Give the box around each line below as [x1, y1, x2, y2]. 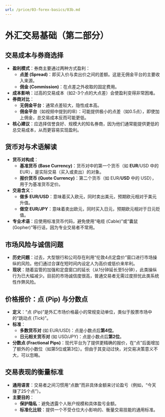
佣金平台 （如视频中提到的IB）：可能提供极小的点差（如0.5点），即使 [19, 108, 156, 114]
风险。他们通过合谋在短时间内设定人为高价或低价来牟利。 [21, 261, 138, 266]
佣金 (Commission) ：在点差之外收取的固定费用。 [19, 83, 120, 89]
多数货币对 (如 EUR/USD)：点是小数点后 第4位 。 [19, 328, 117, 334]
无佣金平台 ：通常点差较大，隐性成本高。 [19, 102, 102, 108]
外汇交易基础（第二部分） [5, 30, 109, 41]
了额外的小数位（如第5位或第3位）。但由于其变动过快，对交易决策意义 [12, 346, 154, 352]
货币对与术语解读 [5, 143, 57, 151]
